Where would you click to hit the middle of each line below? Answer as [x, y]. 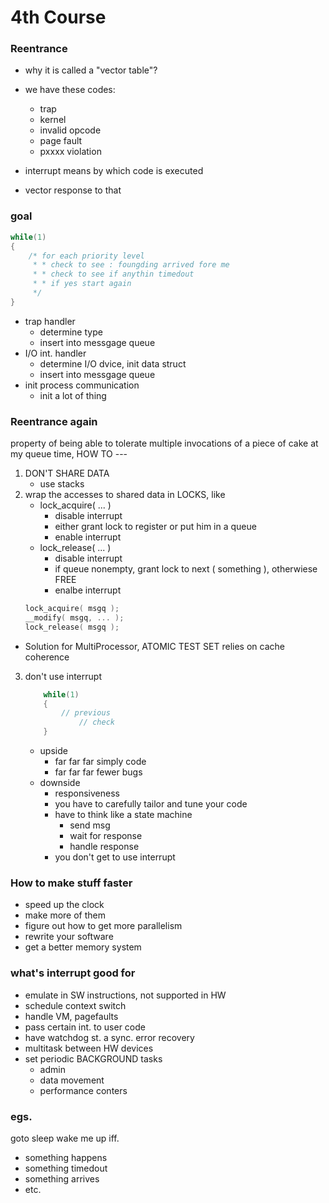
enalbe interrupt [88, 590]
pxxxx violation [70, 152]
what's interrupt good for [73, 973]
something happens [66, 1157]
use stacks [62, 484]
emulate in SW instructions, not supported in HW [125, 995]
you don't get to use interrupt [115, 857]
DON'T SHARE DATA [67, 473]
